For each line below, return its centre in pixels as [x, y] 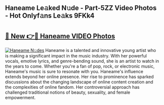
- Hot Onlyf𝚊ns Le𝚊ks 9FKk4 [50, 16]
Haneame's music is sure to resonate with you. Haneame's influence [74, 71]
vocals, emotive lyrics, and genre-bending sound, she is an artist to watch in [82, 61]
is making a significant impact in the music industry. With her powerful [76, 56]
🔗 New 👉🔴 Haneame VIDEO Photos [60, 36]
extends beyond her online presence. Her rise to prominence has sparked [80, 77]
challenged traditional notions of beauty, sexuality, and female [68, 92]
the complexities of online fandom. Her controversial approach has [72, 87]
